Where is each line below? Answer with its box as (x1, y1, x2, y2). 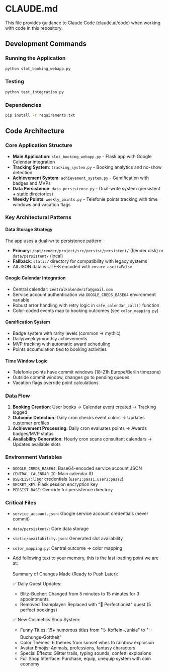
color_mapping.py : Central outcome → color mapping (12, 545, 123, 551)
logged (12, 409, 28, 415)
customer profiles (12, 420, 49, 426)
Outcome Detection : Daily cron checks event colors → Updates (12, 414, 145, 420)
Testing (5, 78, 24, 85)
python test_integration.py (5, 89, 64, 95)
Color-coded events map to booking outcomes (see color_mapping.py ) (12, 308, 158, 314)
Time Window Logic (5, 358, 48, 364)
